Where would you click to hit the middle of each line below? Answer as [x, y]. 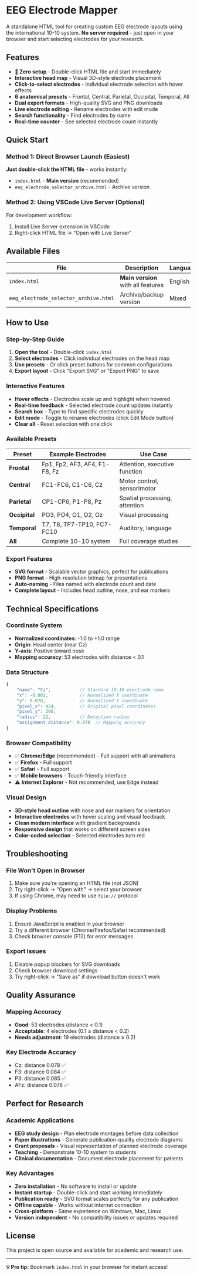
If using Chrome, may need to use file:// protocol [76, 895]
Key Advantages [30, 1173]
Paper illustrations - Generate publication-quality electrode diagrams [98, 1139]
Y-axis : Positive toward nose [49, 651]
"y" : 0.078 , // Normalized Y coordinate [82, 701]
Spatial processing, [146, 498]
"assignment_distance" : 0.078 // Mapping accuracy [81, 723]
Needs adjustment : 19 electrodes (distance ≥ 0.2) [75, 1037]
